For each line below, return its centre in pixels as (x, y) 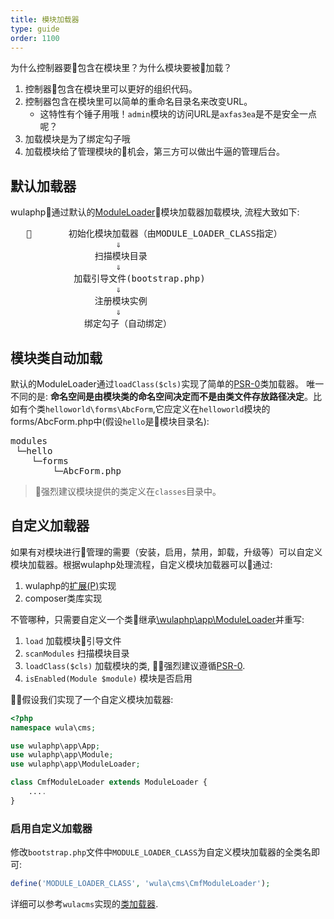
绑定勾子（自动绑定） (128, 324)
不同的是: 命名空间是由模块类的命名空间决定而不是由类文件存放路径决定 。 (161, 396)
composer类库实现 (63, 598)
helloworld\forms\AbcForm (99, 410)
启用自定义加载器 (51, 828)
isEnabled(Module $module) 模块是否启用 (108, 678)
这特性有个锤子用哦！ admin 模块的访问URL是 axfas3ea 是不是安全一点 (178, 114)
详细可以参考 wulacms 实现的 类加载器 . (84, 903)
